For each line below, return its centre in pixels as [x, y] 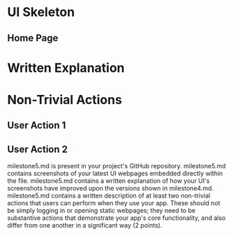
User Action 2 [38, 149]
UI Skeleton [41, 12]
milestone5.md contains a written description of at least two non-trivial [109, 196]
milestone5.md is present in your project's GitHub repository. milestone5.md [116, 166]
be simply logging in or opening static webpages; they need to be [102, 211]
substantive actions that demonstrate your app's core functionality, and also [116, 218]
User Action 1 [37, 125]
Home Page [33, 38]
